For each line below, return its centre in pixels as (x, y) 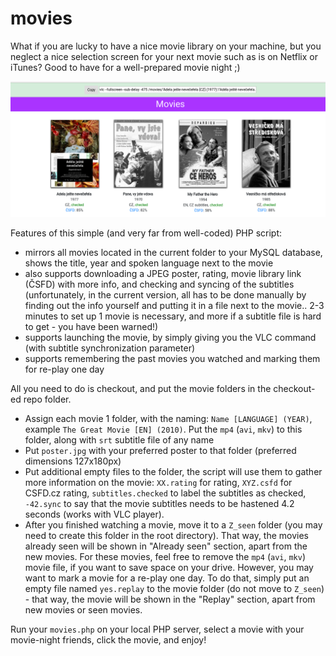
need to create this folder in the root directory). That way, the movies (167, 535)
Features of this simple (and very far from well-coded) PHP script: (146, 233)
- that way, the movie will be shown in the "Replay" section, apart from (170, 599)
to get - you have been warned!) (91, 326)
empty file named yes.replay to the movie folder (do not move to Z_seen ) (174, 588)
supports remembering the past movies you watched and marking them (172, 358)
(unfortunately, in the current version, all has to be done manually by (165, 294)
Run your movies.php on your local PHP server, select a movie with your (157, 629)
